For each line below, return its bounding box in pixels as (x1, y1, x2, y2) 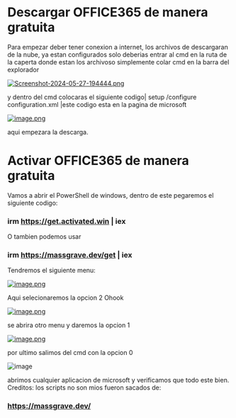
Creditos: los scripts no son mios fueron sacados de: (7, 383, 162, 392)
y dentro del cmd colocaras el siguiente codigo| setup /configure (7, 93, 197, 101)
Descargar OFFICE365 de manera (7, 4, 208, 21)
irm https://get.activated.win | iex (7, 216, 126, 226)
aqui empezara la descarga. (7, 128, 89, 136)
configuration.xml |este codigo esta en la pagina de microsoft (7, 100, 187, 108)
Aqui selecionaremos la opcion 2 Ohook (7, 293, 124, 302)
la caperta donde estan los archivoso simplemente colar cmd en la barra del (7, 57, 230, 66)
